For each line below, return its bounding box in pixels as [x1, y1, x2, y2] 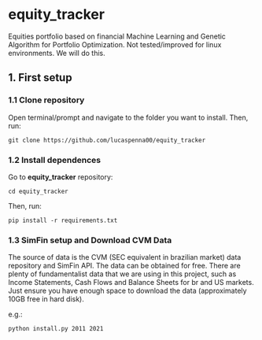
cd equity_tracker [8, 187, 68, 195]
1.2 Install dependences [8, 154, 101, 165]
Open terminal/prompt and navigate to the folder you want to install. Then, [8, 113, 249, 122]
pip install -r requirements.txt [8, 216, 118, 224]
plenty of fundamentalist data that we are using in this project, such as [8, 269, 237, 279]
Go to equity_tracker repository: [8, 172, 113, 182]
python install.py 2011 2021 [8, 325, 104, 333]
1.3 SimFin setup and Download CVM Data [8, 235, 172, 246]
